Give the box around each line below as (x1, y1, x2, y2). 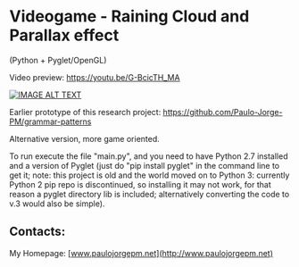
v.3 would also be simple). (9, 198, 105, 209)
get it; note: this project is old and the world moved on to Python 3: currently (9, 170, 290, 180)
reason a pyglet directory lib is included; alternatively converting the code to (9, 188, 290, 199)
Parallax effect (9, 25, 120, 46)
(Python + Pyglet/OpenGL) (9, 54, 107, 65)
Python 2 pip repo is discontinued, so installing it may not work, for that (9, 179, 271, 189)
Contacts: (9, 224, 66, 239)
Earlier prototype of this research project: (9, 106, 162, 117)
